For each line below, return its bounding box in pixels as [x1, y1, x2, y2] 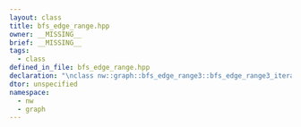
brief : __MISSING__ [9, 38, 82, 47]
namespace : [9, 88, 50, 97]
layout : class [9, 13, 63, 22]
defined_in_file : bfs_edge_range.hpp [9, 63, 150, 72]
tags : [9, 47, 30, 55]
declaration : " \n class [9, 72, 94, 80]
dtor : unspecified [9, 80, 78, 89]
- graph [17, 105, 47, 114]
